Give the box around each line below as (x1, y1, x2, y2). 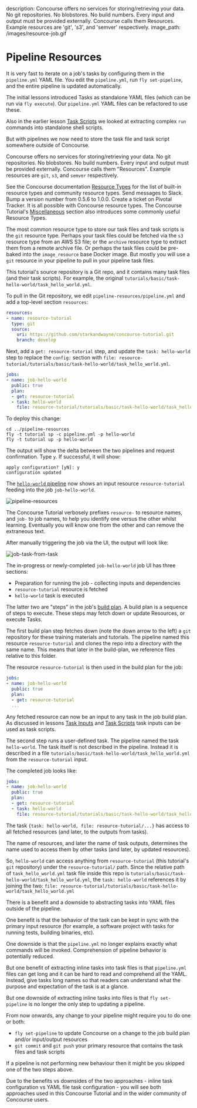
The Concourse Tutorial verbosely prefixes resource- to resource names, (6, 509, 183, 516)
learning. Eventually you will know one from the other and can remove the (6, 521, 184, 528)
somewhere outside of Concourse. (6, 141, 90, 149)
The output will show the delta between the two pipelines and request (6, 447, 175, 454)
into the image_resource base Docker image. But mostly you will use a (22, 250, 190, 257)
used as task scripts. (6, 725, 56, 732)
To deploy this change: (6, 415, 62, 422)
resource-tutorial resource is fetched (14, 586, 108, 593)
